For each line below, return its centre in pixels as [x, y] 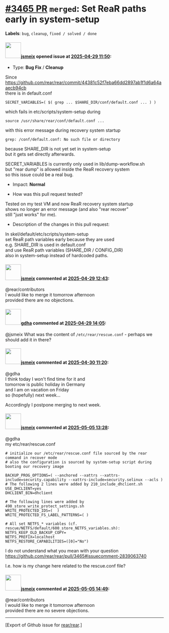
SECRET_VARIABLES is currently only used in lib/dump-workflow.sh [75, 164]
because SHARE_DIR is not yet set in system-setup [58, 149]
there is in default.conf [29, 93]
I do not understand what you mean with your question [62, 550]
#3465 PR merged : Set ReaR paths [76, 9]
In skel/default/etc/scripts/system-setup [47, 234]
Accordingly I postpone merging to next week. [53, 405]
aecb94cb [16, 88]
